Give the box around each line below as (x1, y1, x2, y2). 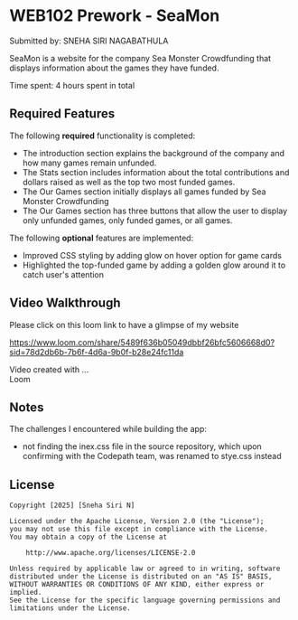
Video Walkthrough (9, 296, 121, 311)
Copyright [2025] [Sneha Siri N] (9, 501, 135, 511)
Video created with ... (9, 363, 89, 375)
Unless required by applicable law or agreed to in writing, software (9, 564, 281, 574)
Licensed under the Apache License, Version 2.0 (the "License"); (9, 517, 265, 526)
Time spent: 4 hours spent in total (9, 80, 135, 90)
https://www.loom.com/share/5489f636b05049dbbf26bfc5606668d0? (9, 336, 275, 348)
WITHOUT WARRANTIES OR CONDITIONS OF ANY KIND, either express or (9, 580, 265, 589)
